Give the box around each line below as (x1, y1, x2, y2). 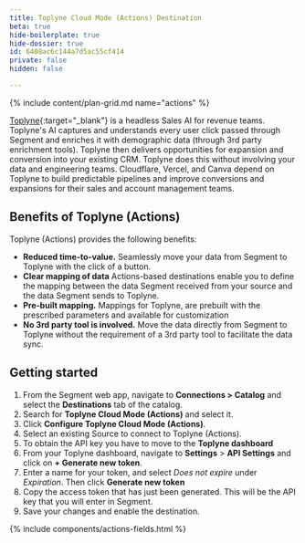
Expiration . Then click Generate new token (22, 476, 185, 487)
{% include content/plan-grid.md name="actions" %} (9, 97, 210, 108)
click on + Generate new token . (22, 457, 143, 468)
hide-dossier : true (9, 38, 84, 48)
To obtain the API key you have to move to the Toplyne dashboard (22, 437, 274, 448)
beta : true (9, 22, 51, 31)
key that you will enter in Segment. (22, 496, 153, 506)
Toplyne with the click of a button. (22, 261, 152, 272)
